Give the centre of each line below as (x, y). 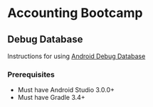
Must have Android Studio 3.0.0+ (66, 90)
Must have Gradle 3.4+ (51, 98)
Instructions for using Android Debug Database (76, 56)
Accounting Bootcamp (75, 13)
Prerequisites (31, 74)
